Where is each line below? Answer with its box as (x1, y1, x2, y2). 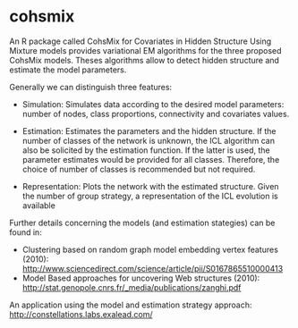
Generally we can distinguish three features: (9, 81, 173, 92)
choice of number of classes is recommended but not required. (21, 164, 256, 174)
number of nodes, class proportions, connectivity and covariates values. (21, 108, 290, 119)
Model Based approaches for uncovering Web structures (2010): (21, 273, 260, 283)
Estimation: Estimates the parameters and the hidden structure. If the (21, 125, 277, 136)
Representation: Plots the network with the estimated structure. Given (21, 181, 279, 191)
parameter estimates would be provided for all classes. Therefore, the (21, 154, 280, 164)
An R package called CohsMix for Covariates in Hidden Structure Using (9, 36, 272, 46)
